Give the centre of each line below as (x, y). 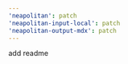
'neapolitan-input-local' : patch (64, 23)
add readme (29, 54)
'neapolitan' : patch (43, 16)
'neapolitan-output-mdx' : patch (62, 30)
